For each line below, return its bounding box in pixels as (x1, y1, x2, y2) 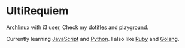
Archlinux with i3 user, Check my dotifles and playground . (6, 24, 148, 31)
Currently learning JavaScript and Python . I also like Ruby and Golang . (6, 35, 180, 42)
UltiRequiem (6, 4, 69, 18)
